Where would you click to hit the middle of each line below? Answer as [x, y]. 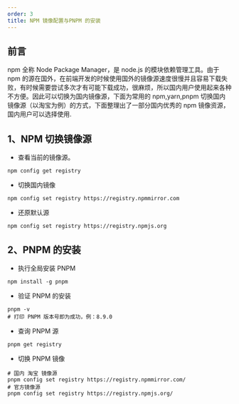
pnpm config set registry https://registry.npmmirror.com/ [97, 379]
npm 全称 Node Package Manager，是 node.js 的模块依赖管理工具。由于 [113, 70]
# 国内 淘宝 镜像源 [32, 373]
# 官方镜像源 [24, 387]
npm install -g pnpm [38, 281]
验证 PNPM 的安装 [44, 296]
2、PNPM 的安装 [44, 250]
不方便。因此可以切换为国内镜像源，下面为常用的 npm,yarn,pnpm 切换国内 [117, 96]
